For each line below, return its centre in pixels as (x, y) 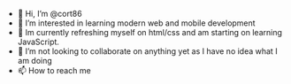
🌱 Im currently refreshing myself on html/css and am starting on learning (150, 32)
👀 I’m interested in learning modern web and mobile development (136, 23)
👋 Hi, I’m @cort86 (50, 14)
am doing (35, 61)
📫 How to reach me (54, 70)
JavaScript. (38, 42)
